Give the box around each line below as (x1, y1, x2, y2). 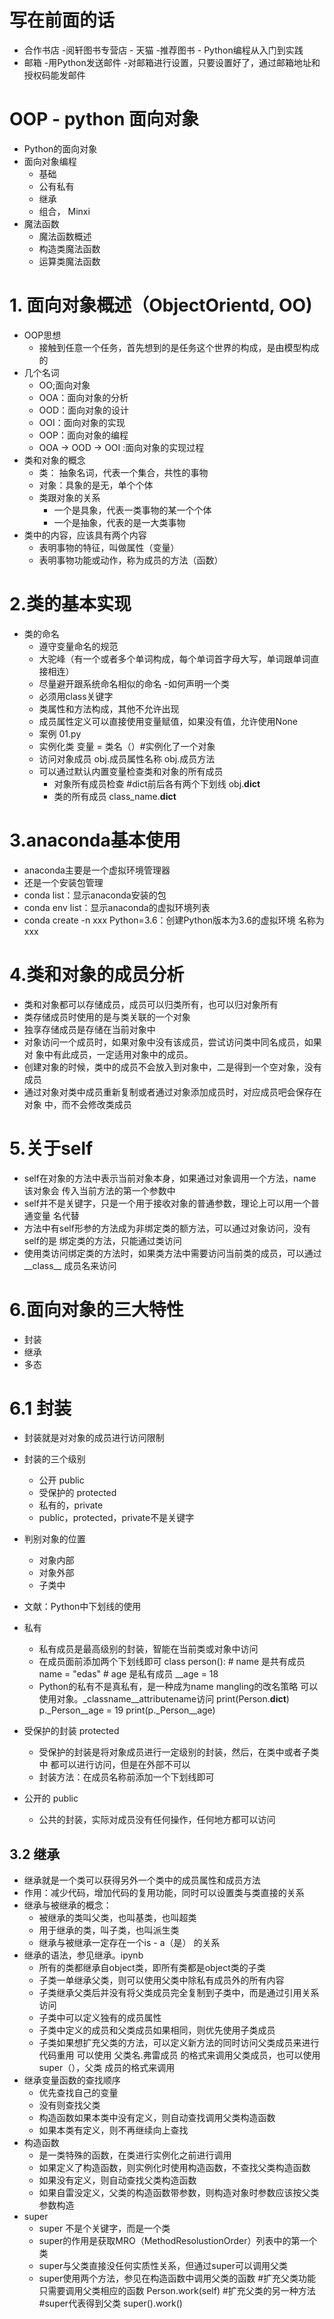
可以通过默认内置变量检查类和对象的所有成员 (38, 765, 224, 777)
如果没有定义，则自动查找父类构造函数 (38, 2174, 197, 2186)
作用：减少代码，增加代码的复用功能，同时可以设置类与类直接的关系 (23, 1887, 305, 1899)
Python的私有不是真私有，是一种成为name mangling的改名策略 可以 (38, 1681, 319, 1693)
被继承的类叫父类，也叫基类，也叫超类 (38, 1912, 197, 1924)
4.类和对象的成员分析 (9, 963, 185, 986)
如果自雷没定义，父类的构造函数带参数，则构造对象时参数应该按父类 (38, 2187, 320, 2199)
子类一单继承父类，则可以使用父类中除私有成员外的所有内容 (38, 1974, 285, 1986)
